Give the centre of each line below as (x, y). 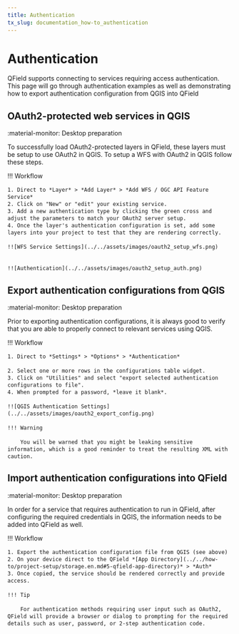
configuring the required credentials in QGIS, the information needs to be (115, 516)
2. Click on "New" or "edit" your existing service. (87, 204)
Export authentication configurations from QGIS (116, 290)
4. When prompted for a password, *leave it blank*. (87, 392)
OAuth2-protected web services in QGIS (99, 116)
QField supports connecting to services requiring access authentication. (113, 78)
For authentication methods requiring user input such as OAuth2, (121, 609)
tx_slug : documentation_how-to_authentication (78, 22)
